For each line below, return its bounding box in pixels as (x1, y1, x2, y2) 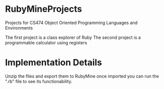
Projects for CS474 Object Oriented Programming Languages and (5, 20, 138, 26)
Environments (5, 25, 33, 30)
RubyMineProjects (5, 3, 82, 15)
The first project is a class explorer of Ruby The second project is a (5, 34, 141, 40)
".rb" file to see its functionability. (5, 78, 73, 84)
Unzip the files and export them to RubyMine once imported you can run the (5, 73, 159, 79)
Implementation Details (5, 57, 102, 68)
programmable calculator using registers (5, 39, 87, 45)
